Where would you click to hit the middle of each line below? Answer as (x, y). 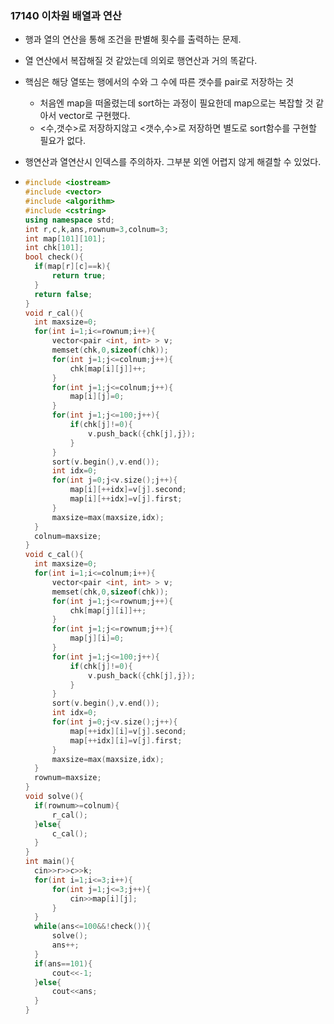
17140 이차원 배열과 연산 (66, 15)
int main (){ (49, 862)
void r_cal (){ (54, 313)
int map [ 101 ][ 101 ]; (65, 238)
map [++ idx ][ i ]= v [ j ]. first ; (126, 740)
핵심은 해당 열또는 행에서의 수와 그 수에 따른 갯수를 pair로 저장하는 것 (159, 82)
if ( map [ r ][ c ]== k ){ (72, 267)
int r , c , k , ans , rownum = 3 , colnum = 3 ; (97, 229)
